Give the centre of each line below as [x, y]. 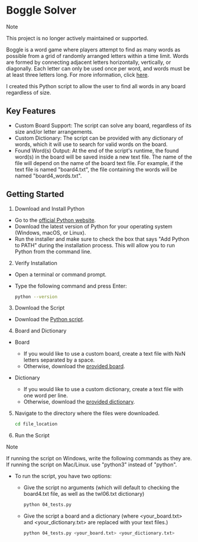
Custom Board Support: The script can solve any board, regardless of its [103, 125]
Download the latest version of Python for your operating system [93, 226]
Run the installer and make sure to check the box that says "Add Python [102, 239]
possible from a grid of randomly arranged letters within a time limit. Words [98, 56]
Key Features [31, 111]
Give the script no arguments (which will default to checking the [101, 488]
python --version [36, 296]
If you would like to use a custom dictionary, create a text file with [103, 389]
